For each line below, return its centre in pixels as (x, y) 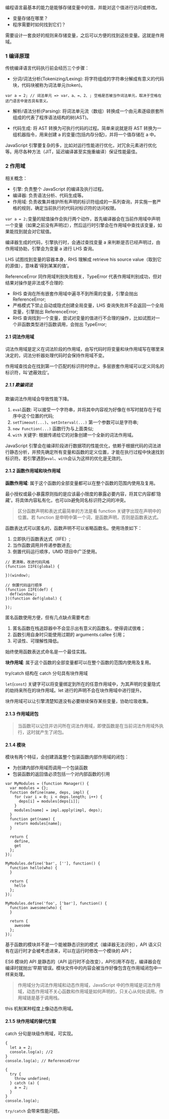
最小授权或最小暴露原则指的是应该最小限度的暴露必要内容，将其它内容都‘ (81, 494)
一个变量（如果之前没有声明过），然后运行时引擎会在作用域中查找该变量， (81, 225)
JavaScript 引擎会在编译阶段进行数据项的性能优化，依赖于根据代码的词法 (81, 446)
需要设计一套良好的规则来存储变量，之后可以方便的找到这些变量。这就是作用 (85, 35)
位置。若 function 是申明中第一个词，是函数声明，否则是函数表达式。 (89, 517)
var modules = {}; (29, 788)
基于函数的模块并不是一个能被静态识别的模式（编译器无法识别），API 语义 (81, 945)
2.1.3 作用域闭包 (22, 713)
